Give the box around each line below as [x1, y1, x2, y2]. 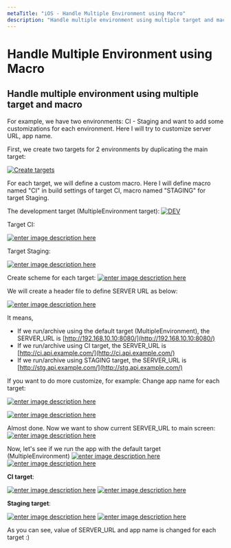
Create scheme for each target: [7, 273, 96, 282]
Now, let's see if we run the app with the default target [7, 444, 162, 452]
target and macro [7, 99, 82, 111]
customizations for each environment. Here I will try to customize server [7, 124, 212, 133]
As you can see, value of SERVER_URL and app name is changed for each [7, 525, 217, 534]
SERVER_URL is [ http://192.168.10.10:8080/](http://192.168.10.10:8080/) [16, 334, 215, 342]
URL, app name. [7, 131, 53, 140]
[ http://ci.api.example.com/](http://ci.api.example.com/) [16, 349, 175, 357]
